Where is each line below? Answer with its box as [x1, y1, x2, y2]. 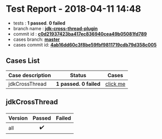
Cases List [6, 57, 40, 65]
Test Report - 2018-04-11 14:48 [6, 3, 141, 15]
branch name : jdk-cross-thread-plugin [13, 25, 98, 31]
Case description [8, 72, 51, 79]
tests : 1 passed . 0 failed [13, 20, 65, 26]
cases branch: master [13, 36, 60, 42]
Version [8, 114, 28, 122]
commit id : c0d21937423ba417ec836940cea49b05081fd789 [13, 31, 147, 37]
